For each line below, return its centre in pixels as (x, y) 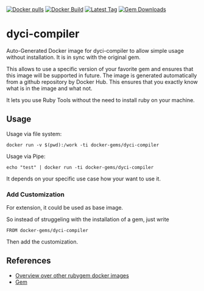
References (29, 261)
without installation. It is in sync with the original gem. (74, 57)
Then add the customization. (42, 242)
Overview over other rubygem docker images (72, 275)
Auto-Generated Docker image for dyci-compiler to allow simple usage (95, 50)
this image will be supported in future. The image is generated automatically (102, 75)
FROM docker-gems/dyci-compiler (47, 231)
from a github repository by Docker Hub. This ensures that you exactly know (102, 81)
